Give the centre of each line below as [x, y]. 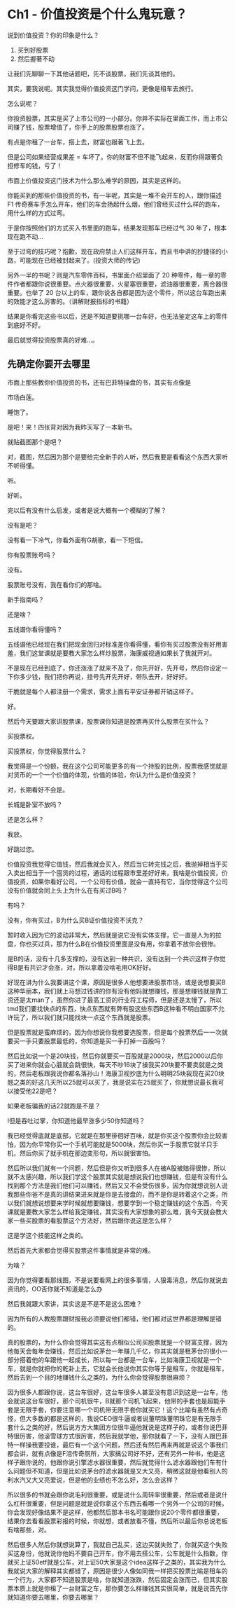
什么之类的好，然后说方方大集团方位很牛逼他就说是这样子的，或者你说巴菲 [120, 1427]
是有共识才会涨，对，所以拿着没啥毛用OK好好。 [86, 967]
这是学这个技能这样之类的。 [47, 1235]
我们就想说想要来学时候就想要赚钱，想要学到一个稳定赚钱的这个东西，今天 [120, 1203]
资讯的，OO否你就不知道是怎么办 [55, 1289]
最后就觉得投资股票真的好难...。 [53, 340]
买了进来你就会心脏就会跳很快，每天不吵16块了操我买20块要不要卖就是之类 [115, 1064]
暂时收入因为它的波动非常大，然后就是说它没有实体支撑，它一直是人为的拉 [114, 935]
